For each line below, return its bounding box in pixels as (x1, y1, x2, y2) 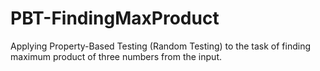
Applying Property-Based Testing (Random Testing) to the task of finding (10, 40, 312, 52)
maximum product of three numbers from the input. (10, 50, 222, 62)
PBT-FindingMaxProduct (10, 7, 220, 30)
